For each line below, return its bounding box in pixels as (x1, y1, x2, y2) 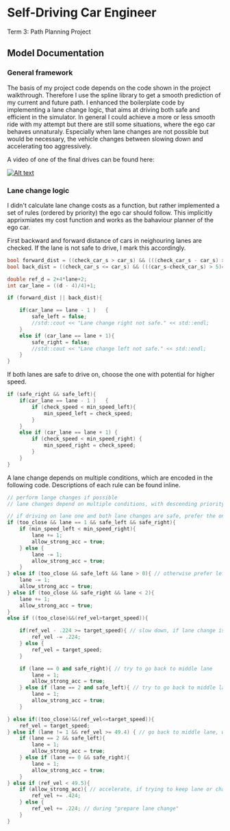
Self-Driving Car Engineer (7, 5, 157, 21)
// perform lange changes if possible (7, 494, 118, 501)
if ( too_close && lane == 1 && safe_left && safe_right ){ (7, 519, 176, 526)
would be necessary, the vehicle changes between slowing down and (7, 134, 203, 143)
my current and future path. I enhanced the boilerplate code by (7, 98, 185, 106)
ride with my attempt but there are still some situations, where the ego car (7, 120, 216, 128)
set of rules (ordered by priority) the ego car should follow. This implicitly (7, 208, 213, 217)
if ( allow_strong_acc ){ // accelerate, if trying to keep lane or (19, 786, 213, 793)
